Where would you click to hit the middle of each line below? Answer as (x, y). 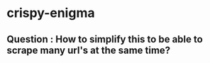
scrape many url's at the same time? (89, 50)
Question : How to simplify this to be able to (105, 39)
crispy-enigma (51, 13)
